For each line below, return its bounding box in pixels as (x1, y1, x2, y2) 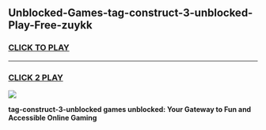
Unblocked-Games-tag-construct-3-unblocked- (8, 6, 253, 20)
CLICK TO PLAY (8, 43, 70, 54)
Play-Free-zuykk (8, 19, 93, 32)
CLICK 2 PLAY (8, 72, 63, 83)
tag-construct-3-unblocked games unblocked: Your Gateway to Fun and (8, 104, 252, 113)
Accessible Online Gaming (8, 113, 97, 122)
